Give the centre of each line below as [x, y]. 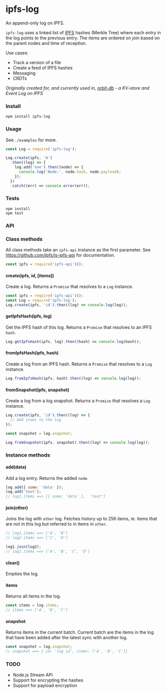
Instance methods [28, 455]
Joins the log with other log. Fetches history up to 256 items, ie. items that [82, 519]
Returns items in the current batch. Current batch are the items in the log [80, 632]
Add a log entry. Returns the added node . [47, 478]
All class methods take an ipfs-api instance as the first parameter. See [78, 250]
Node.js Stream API [33, 675]
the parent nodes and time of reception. [46, 43]
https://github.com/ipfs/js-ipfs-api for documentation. [60, 255]
